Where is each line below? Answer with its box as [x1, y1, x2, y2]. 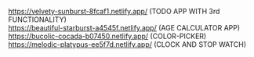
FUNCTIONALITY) [8, 15, 67, 24]
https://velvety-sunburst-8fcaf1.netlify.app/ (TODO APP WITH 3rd [8, 7, 220, 16]
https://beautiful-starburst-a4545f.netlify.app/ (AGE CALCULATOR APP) [8, 23, 241, 32]
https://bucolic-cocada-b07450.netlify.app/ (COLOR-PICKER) [8, 31, 207, 41]
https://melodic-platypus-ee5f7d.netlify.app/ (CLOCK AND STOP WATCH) [8, 40, 247, 49]
